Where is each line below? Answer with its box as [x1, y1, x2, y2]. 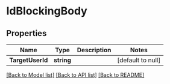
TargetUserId [9, 56, 48, 64]
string [53, 56, 71, 64]
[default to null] [117, 56, 161, 64]
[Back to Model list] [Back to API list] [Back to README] [6, 71, 145, 79]
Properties [6, 28, 47, 38]
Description [77, 46, 112, 54]
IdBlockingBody [6, 4, 87, 18]
